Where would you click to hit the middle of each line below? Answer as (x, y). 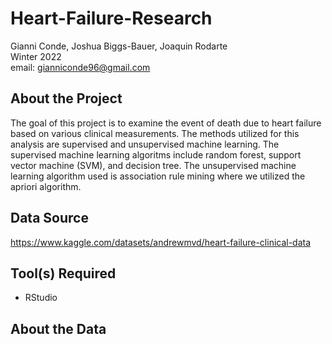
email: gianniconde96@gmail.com (80, 67)
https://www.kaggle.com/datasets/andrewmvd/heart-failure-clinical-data (161, 242)
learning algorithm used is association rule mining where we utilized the (158, 176)
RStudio (41, 298)
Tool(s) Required (63, 273)
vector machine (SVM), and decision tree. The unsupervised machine (153, 165)
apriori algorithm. (46, 186)
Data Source (49, 218)
